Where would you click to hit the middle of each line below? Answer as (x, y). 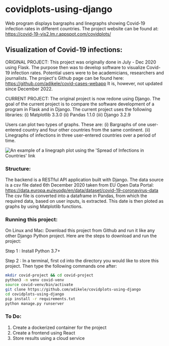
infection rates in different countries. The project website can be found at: (82, 28)
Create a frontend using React (44, 333)
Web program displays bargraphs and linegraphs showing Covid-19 (75, 23)
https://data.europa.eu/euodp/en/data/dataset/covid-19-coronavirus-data (82, 191)
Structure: (18, 168)
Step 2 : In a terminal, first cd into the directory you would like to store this (82, 261)
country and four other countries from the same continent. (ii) (86, 130)
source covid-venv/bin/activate (39, 285)
